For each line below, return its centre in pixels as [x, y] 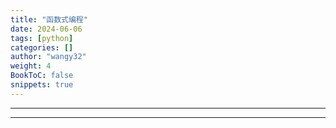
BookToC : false [42, 76]
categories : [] [42, 47]
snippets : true [42, 85]
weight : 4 [31, 66]
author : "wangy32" [48, 57]
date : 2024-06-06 [46, 29]
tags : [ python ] [42, 38]
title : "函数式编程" [49, 19]
